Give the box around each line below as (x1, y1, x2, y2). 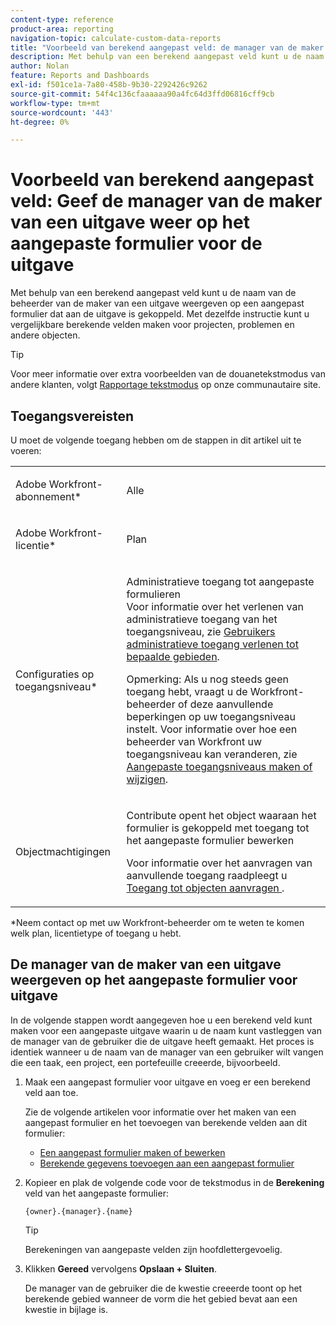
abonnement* (15, 490, 82, 503)
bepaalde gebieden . (126, 650, 220, 663)
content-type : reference (10, 14, 114, 25)
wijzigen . (126, 772, 168, 786)
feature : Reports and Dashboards (10, 71, 150, 81)
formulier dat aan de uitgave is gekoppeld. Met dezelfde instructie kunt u (10, 308, 310, 320)
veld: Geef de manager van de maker (10, 190, 323, 213)
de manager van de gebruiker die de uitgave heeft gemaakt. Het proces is (10, 1035, 315, 1047)
